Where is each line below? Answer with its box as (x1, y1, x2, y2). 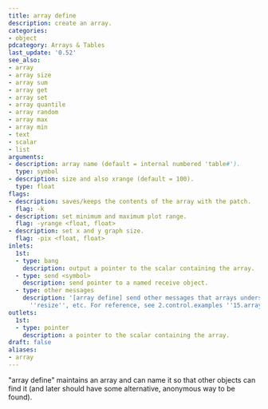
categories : (8, 26, 48, 34)
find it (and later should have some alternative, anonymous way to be (8, 383, 235, 393)
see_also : (8, 57, 41, 65)
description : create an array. (8, 19, 112, 27)
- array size (8, 71, 52, 79)
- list (8, 145, 30, 153)
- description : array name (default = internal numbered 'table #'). (8, 161, 241, 169)
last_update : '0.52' (8, 49, 77, 57)
